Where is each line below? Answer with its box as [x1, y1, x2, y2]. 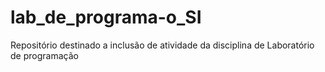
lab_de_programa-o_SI [10, 6, 202, 29]
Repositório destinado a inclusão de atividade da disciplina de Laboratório [10, 39, 315, 51]
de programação [10, 49, 79, 61]
